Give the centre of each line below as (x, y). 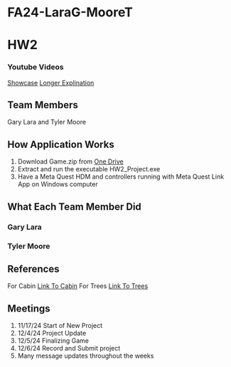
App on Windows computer (58, 184)
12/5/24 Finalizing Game (53, 341)
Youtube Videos (36, 67)
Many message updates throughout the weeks (86, 356)
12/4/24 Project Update (52, 333)
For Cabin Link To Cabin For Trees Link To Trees (78, 286)
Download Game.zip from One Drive (71, 161)
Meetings (29, 308)
